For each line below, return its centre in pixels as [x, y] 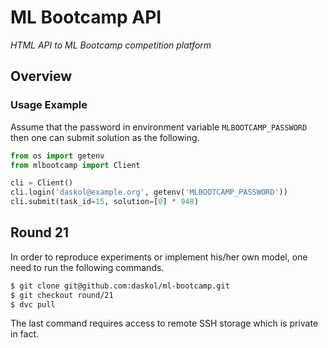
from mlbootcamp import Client [75, 165]
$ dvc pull [33, 304]
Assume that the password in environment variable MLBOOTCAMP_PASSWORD [159, 127]
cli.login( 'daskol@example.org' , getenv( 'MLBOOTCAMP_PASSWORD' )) [149, 192]
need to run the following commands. [87, 267]
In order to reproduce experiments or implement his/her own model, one [159, 257]
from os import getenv [57, 156]
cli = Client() [42, 183]
